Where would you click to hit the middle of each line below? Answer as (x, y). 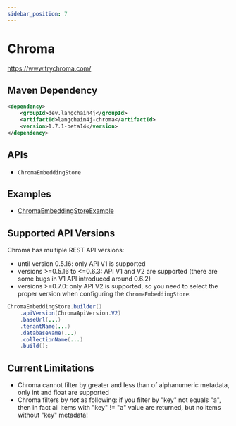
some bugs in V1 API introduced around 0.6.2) (84, 279)
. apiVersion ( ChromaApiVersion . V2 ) (70, 314)
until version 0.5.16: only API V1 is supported (81, 264)
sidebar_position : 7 (38, 14)
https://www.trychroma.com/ (49, 68)
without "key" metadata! (52, 415)
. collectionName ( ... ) (51, 339)
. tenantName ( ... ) (45, 326)
